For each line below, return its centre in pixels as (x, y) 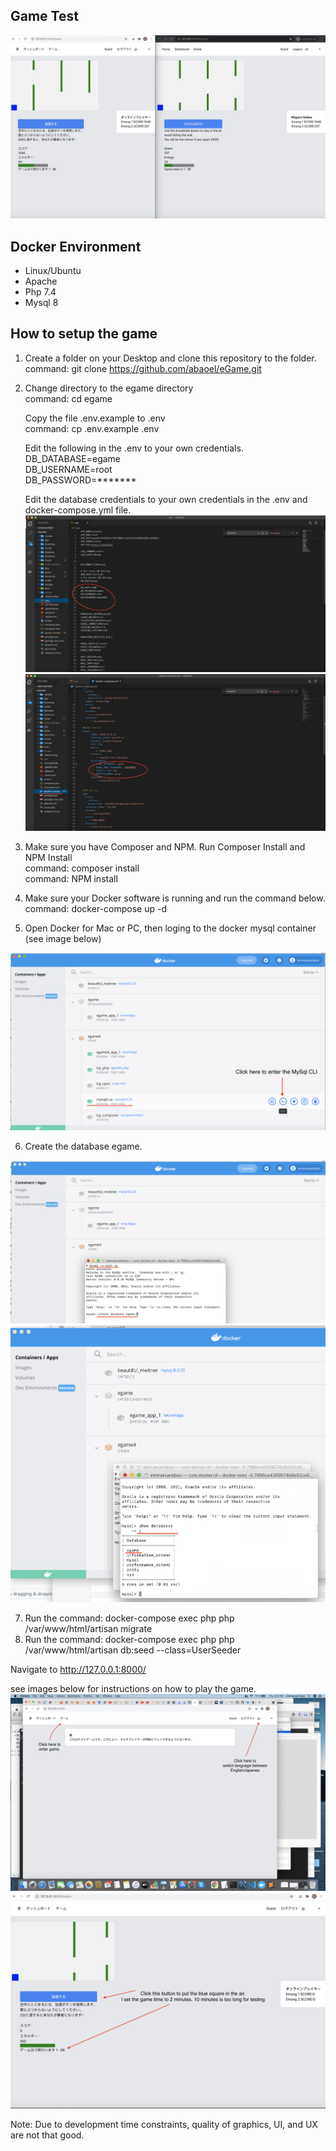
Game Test (44, 16)
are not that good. (47, 2135)
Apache (41, 281)
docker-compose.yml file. (78, 510)
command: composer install (82, 868)
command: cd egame (68, 398)
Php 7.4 (40, 291)
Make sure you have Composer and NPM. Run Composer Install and (165, 847)
